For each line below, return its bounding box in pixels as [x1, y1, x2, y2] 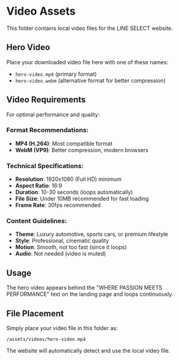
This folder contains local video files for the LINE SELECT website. [6, 24, 173, 32]
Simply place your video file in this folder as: [6, 325, 118, 332]
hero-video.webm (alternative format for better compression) [15, 76, 166, 84]
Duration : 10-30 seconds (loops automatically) [15, 188, 133, 196]
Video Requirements [6, 95, 86, 105]
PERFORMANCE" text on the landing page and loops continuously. [6, 290, 174, 298]
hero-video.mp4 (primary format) [15, 70, 97, 78]
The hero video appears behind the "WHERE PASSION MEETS [6, 284, 163, 292]
